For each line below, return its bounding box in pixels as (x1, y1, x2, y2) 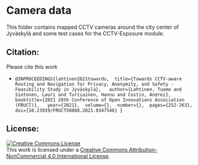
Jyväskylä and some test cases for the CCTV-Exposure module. (6, 29, 165, 37)
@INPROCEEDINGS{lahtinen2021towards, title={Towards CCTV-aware (14, 76, 182, 82)
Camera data (6, 4, 72, 17)
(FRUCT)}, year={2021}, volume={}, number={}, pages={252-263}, (14, 102, 193, 108)
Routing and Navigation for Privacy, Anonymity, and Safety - (14, 81, 174, 87)
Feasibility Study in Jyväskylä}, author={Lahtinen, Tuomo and (14, 86, 182, 92)
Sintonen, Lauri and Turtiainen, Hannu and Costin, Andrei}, (14, 91, 172, 98)
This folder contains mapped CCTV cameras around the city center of (6, 23, 179, 31)
